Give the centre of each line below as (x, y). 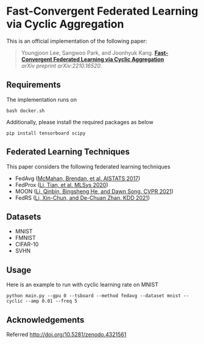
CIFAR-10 (27, 244)
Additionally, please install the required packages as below (80, 122)
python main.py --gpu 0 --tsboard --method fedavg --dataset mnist (94, 296)
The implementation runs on (42, 99)
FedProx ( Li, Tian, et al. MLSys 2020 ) (62, 184)
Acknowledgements (45, 320)
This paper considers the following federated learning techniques (88, 166)
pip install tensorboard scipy (46, 133)
